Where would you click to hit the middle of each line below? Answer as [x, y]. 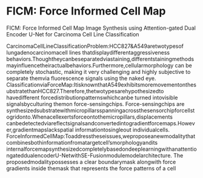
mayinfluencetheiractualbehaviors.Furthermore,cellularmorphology [90, 65]
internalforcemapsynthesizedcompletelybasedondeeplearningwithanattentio [101, 149]
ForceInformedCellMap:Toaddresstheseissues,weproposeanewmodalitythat [101, 136]
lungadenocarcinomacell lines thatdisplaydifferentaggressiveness [88, 52]
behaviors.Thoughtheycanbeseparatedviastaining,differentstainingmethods [100, 59]
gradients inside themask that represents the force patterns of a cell [91, 168]
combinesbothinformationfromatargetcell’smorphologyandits [82, 142]
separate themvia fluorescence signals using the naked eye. [81, 78]
